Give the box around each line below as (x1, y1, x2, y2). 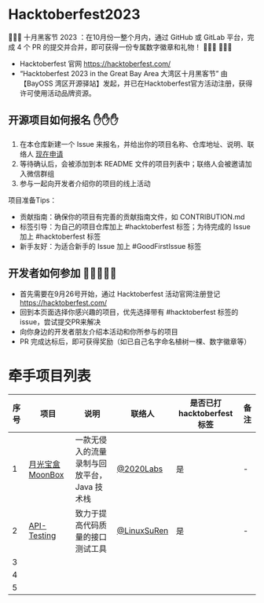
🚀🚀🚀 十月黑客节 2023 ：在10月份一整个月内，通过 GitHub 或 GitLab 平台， (8, 32, 247, 42)
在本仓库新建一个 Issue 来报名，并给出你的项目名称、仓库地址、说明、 (19, 139, 247, 148)
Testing (28, 530, 57, 541)
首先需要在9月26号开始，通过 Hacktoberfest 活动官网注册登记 (19, 289, 221, 298)
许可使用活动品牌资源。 (19, 88, 96, 97)
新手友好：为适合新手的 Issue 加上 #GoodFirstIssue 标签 (19, 241, 202, 250)
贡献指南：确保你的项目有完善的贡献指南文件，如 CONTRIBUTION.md (19, 212, 245, 221)
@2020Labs (116, 463, 163, 474)
